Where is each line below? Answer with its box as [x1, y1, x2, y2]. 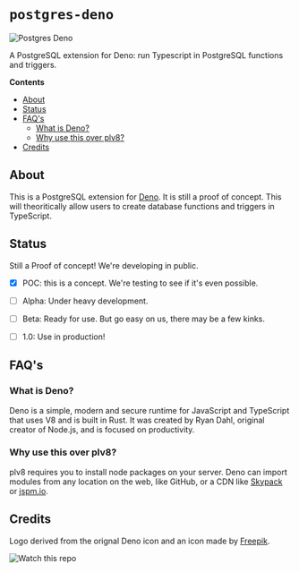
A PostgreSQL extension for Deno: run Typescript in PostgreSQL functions [9, 49, 284, 60]
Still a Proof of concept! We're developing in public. [9, 260, 199, 270]
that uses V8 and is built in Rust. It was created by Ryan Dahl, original [9, 414, 265, 425]
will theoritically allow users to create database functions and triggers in [9, 201, 275, 211]
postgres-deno [9, 6, 115, 23]
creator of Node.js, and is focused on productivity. [9, 423, 195, 435]
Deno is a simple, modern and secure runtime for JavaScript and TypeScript [9, 405, 290, 415]
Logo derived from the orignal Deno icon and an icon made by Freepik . [9, 535, 270, 546]
